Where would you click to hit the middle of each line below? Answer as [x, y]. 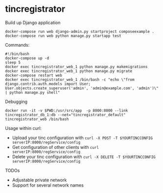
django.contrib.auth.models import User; [48, 84]
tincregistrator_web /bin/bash [37, 119]
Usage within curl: [23, 128]
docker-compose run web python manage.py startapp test [63, 36]
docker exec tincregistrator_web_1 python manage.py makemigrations [76, 67]
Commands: [17, 45]
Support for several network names [48, 185]
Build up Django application [33, 23]
